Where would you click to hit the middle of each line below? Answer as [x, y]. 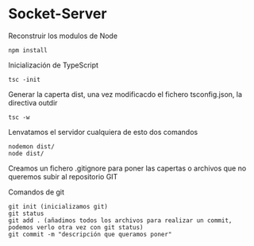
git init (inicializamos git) [58, 206]
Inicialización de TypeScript [54, 65]
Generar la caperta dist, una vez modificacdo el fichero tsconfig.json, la [125, 94]
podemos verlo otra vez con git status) [76, 227]
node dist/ [26, 153]
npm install [28, 50]
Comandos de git [37, 192]
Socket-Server [58, 14]
